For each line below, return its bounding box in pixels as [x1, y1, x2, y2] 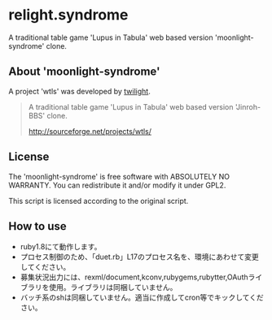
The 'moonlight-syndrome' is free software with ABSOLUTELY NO [8, 171, 230, 181]
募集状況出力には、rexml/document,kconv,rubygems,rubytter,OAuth [20, 272, 248, 282]
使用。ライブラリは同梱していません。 [48, 283, 178, 292]
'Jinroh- [235, 102, 261, 111]
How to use [8, 219, 67, 233]
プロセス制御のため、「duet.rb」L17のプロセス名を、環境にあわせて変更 [20, 252, 259, 262]
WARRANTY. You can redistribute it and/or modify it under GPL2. [8, 180, 226, 190]
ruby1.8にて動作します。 [20, 242, 102, 252]
